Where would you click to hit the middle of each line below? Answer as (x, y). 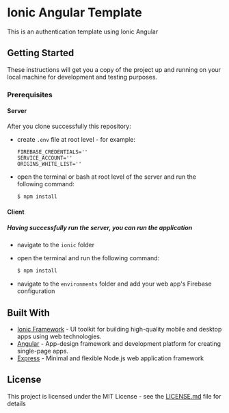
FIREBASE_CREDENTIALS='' (52, 152)
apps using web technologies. (59, 336)
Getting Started (41, 53)
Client (16, 212)
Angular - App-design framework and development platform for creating (119, 343)
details (16, 403)
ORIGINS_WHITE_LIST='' (49, 164)
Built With (28, 313)
